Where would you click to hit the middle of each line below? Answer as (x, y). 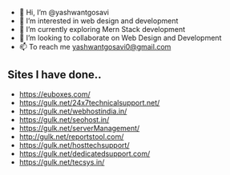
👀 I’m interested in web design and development (99, 21)
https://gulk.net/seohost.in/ (64, 119)
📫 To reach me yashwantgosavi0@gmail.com (95, 47)
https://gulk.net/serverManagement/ (79, 128)
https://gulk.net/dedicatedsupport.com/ (85, 153)
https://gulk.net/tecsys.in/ (62, 162)
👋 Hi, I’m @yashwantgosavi (64, 12)
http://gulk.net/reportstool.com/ (71, 137)
